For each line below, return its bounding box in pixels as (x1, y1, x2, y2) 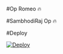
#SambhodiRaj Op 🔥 (6, 18, 57, 24)
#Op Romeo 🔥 (6, 5, 42, 12)
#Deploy (6, 30, 28, 36)
